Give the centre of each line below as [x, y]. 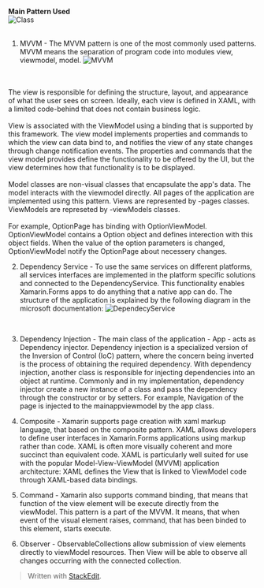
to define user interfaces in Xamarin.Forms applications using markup [132, 438]
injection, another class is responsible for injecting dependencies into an [137, 372]
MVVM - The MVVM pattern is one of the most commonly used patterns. [138, 43]
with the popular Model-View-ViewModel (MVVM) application [119, 463]
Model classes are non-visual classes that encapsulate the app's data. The [130, 184]
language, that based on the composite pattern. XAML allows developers [138, 430]
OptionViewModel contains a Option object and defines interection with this [131, 234]
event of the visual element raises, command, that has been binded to [133, 520]
